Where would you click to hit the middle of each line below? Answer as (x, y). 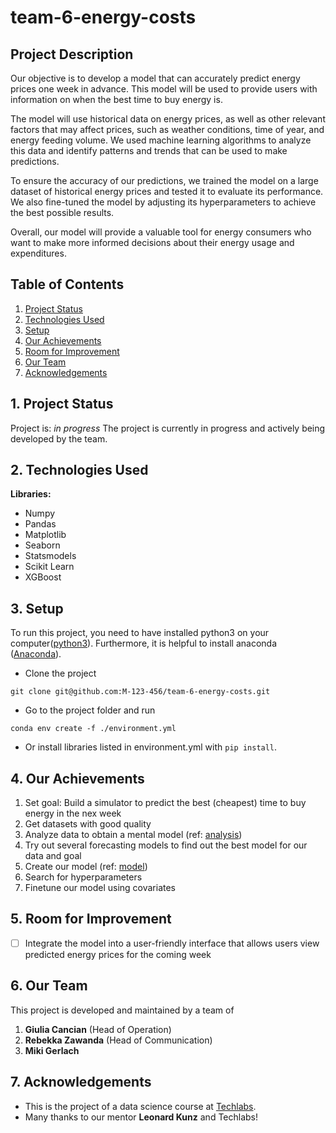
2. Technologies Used (79, 470)
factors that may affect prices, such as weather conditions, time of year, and (167, 129)
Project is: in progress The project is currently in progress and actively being (168, 428)
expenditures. (38, 253)
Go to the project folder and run (90, 710)
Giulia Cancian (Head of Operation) (98, 1029)
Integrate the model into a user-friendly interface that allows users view (172, 943)
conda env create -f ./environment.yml (93, 729)
